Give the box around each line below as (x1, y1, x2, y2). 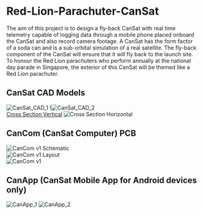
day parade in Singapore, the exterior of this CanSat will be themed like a (6, 63, 191, 71)
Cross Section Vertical (6, 110, 63, 117)
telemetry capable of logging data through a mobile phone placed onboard (6, 31, 194, 38)
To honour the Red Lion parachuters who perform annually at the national (6, 57, 191, 64)
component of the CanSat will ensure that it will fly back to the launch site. (6, 50, 194, 57)
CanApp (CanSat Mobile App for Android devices (6, 175, 197, 185)
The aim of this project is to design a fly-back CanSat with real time (6, 24, 176, 32)
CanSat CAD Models (6, 87, 86, 98)
